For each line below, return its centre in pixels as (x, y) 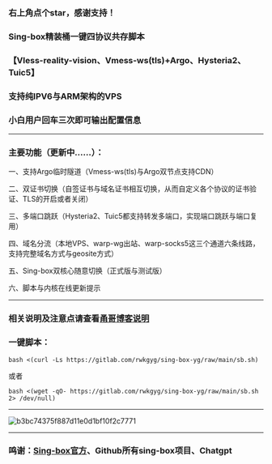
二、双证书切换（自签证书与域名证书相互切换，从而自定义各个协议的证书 (129, 189)
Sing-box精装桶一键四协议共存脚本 (77, 36)
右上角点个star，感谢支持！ (62, 12)
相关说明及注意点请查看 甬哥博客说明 (79, 319)
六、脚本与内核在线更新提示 (55, 288)
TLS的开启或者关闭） (57, 199)
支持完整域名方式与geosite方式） (64, 253)
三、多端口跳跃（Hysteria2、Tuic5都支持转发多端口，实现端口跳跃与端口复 (133, 216)
